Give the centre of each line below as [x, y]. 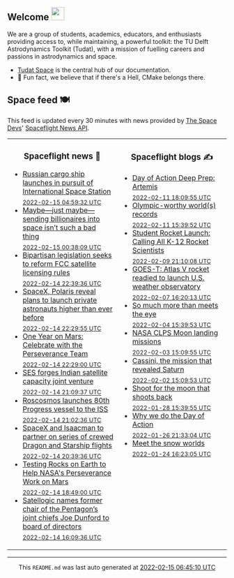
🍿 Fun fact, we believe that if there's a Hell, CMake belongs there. [111, 77]
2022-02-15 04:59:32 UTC [62, 202]
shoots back [152, 397]
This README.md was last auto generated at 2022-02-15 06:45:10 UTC [117, 568]
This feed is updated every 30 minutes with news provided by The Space [112, 120]
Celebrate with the [53, 345]
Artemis [145, 186]
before [33, 318]
